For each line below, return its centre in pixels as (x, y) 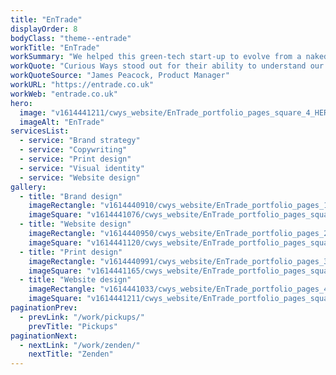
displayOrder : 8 (44, 29)
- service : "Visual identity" (82, 168)
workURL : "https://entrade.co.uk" (82, 85)
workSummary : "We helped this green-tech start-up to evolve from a (156, 57)
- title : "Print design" (71, 252)
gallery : (28, 187)
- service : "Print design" (75, 159)
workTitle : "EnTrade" (55, 47)
